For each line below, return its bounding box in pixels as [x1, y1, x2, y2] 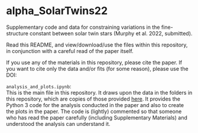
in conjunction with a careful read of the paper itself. [6, 47, 134, 54]
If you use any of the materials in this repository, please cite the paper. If [6, 59, 182, 66]
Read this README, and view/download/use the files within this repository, [6, 41, 188, 48]
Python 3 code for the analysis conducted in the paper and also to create [6, 101, 184, 108]
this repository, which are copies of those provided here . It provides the [6, 95, 180, 102]
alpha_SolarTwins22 [6, 4, 108, 18]
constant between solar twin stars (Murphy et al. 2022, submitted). [29, 29, 193, 36]
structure [6, 29, 28, 36]
